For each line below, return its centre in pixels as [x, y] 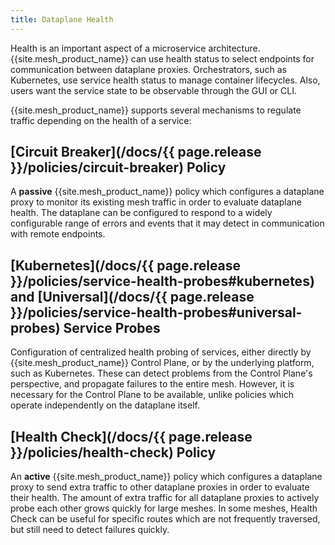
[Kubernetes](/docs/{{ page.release [126, 265]
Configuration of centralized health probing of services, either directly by [161, 352]
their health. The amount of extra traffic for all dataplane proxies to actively [165, 498]
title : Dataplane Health [62, 19]
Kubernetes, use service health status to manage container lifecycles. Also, [165, 80]
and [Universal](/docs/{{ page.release [132, 296]
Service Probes [112, 327]
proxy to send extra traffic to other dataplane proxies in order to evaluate [160, 487]
